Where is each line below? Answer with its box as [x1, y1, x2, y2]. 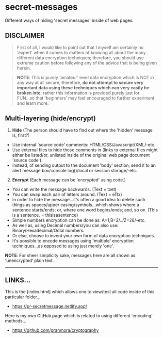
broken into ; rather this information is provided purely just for [16, 90, 140, 96]
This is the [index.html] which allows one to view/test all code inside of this [5, 289, 155, 295]
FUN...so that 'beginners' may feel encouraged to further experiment [16, 95, 155, 101]
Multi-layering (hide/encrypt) [5, 114, 96, 123]
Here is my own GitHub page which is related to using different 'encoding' [5, 313, 153, 319]
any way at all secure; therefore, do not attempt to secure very [16, 80, 144, 85]
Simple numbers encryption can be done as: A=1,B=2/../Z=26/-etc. [12, 217, 146, 223]
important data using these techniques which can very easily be [16, 84, 149, 91]
